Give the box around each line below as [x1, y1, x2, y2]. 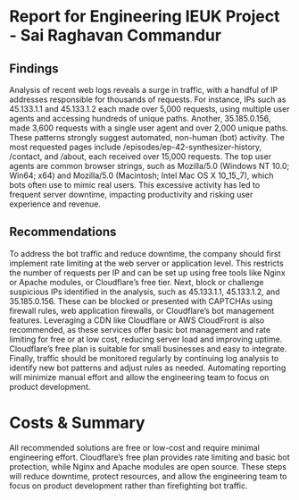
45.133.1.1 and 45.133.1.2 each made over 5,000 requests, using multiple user [9, 104, 290, 114]
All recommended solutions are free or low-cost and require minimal [9, 442, 261, 453]
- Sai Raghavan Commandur [9, 25, 221, 46]
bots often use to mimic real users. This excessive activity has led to [9, 180, 261, 190]
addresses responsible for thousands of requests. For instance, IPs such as [9, 94, 287, 105]
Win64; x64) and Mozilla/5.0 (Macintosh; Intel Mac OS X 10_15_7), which [9, 170, 274, 181]
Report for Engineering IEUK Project [9, 6, 280, 27]
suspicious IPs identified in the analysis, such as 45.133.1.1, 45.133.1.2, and [9, 286, 280, 297]
